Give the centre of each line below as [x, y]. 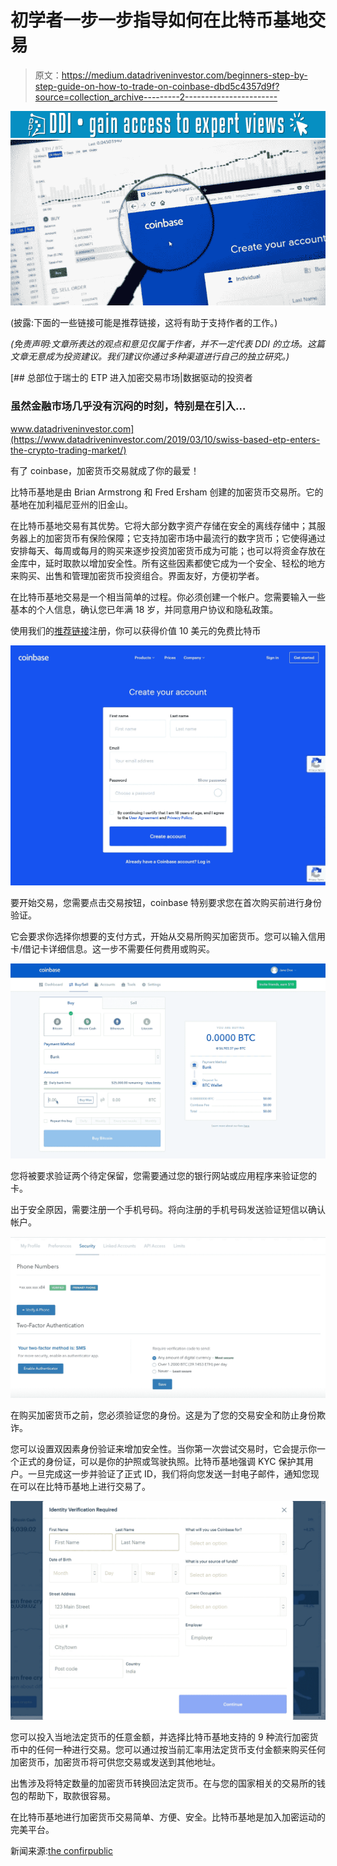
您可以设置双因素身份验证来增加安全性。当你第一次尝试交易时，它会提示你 [163, 1449]
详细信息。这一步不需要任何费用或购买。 [132, 949]
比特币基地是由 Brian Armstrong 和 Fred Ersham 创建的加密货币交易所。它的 [167, 492]
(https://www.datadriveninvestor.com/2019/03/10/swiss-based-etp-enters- [165, 439]
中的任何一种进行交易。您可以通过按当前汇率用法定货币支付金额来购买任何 [172, 1750]
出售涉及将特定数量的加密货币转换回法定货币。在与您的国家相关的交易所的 [163, 1783]
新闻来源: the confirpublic [61, 1851]
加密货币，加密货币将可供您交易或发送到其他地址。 [115, 1762]
